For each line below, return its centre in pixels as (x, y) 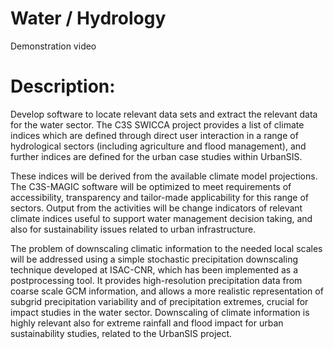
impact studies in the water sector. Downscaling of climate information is (160, 312)
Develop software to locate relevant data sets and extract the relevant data (164, 114)
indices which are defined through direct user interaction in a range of (154, 135)
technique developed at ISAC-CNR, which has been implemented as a (154, 269)
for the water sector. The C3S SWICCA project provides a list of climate (157, 124)
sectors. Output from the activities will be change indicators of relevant (156, 208)
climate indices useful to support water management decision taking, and (161, 218)
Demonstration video (53, 46)
